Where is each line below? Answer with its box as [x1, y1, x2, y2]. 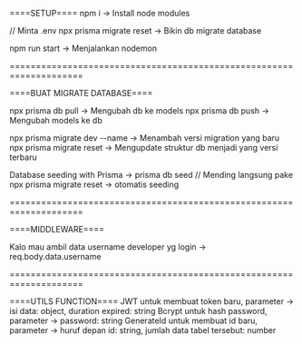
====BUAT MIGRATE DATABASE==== [9, 88, 153, 98]
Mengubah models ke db [9, 115, 102, 125]
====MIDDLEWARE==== [9, 224, 105, 234]
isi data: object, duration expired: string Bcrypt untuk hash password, [9, 306, 268, 316]
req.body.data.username [9, 251, 102, 261]
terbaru [9, 152, 38, 163]
